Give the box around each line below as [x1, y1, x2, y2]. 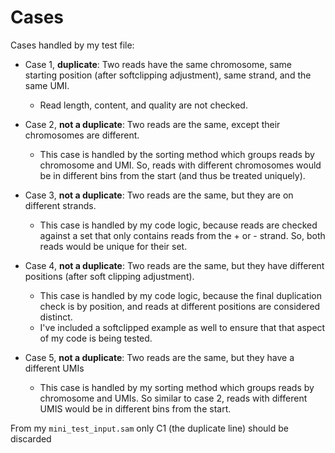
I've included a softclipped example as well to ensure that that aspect [39, 321, 326, 333]
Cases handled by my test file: [10, 39, 135, 51]
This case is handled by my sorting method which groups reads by [39, 381, 315, 393]
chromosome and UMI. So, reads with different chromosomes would [39, 159, 322, 171]
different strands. [24, 199, 97, 211]
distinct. [39, 311, 73, 323]
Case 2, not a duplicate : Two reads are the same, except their [24, 118, 281, 130]
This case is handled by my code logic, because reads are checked [39, 219, 318, 231]
